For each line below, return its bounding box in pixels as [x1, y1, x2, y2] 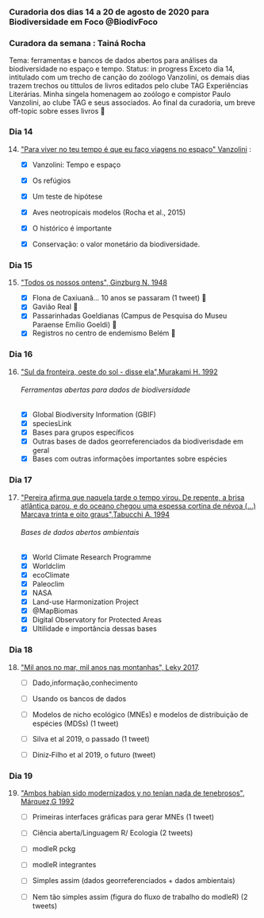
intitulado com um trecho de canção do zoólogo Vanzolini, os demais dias [9, 72, 251, 82]
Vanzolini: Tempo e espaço [32, 160, 121, 169]
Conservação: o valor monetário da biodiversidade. [32, 239, 201, 249]
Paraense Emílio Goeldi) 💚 [32, 320, 117, 330]
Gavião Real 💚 [32, 302, 78, 312]
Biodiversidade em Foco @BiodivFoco [9, 16, 158, 27]
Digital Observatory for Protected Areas [32, 615, 162, 625]
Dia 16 [9, 349, 33, 360]
